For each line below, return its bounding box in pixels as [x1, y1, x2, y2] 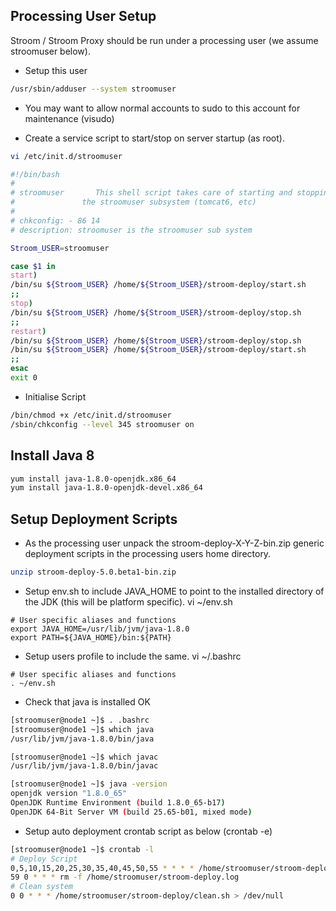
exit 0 [10, 373, 38, 383]
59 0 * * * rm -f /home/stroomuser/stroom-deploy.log [10, 872, 240, 883]
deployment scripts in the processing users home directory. [24, 548, 272, 560]
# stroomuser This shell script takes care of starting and [10, 188, 293, 198]
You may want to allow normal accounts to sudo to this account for [24, 102, 301, 114]
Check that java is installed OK [24, 695, 151, 708]
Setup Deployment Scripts [10, 510, 178, 528]
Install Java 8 [10, 447, 95, 464]
